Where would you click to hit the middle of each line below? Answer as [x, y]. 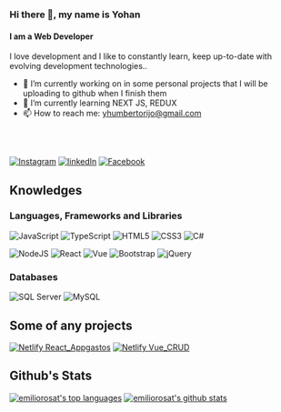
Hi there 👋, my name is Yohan [75, 15]
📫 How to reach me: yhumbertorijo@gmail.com [112, 114]
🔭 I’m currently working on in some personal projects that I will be [145, 84]
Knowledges [46, 190]
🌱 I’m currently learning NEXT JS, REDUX [100, 103]
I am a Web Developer [51, 36]
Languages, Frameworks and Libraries [96, 216]
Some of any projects [71, 325]
